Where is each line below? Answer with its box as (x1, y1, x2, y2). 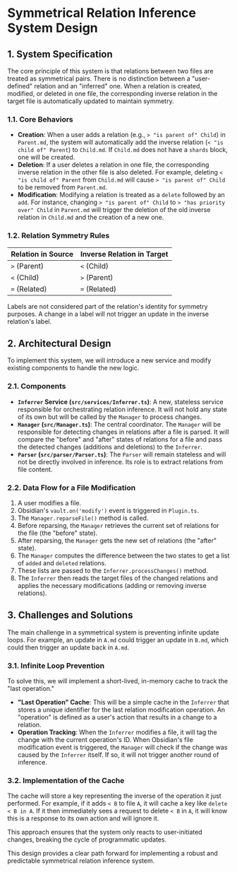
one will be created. (17, 153, 75, 162)
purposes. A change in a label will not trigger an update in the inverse (7, 310, 209, 318)
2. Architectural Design (7, 337, 111, 349)
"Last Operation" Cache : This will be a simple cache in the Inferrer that (17, 698, 229, 707)
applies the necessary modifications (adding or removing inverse (17, 582, 207, 589)
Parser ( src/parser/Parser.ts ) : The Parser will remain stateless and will (17, 450, 226, 459)
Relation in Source (11, 249, 74, 259)
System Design (7, 20, 99, 36)
